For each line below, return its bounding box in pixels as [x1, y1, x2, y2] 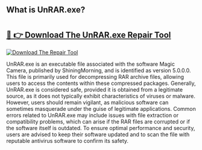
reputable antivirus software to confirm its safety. [6, 137, 128, 144]
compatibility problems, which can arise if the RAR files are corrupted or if [6, 118, 190, 125]
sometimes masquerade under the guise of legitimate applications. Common [6, 105, 196, 112]
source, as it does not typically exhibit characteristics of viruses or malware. [6, 93, 196, 99]
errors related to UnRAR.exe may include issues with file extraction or [6, 111, 179, 119]
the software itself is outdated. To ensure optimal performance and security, [6, 125, 195, 131]
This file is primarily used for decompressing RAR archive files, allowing [6, 73, 185, 80]
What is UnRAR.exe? [6, 5, 86, 15]
